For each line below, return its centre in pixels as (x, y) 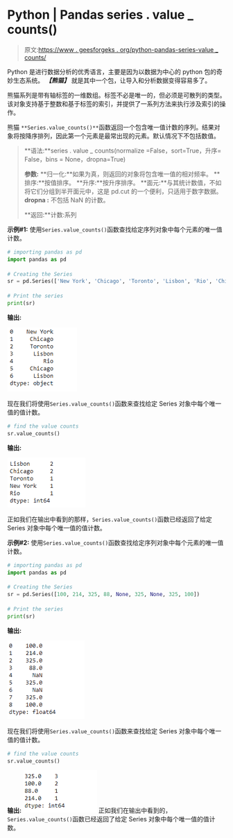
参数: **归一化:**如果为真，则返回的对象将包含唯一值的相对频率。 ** (122, 174)
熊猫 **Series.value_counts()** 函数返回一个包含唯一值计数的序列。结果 (111, 127)
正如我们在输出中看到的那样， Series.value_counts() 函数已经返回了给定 (110, 519)
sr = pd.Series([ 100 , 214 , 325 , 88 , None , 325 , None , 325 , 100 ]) (104, 595)
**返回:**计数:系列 (50, 214)
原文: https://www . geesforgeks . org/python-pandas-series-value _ (121, 49)
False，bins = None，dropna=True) (75, 159)
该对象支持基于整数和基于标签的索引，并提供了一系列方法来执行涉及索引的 (113, 103)
